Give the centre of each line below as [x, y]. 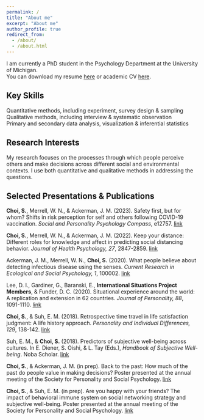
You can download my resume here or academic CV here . [79, 76]
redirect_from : [26, 35]
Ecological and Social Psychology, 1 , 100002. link [68, 273]
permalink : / [23, 12]
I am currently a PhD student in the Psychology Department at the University [102, 63]
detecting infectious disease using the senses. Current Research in [90, 267]
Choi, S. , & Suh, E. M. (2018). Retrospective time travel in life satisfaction [97, 317]
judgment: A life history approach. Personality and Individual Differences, [98, 323]
